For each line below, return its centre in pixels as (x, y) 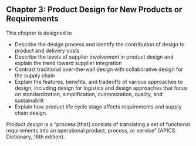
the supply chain (35, 75)
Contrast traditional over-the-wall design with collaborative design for (99, 69)
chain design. (31, 113)
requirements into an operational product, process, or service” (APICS (91, 130)
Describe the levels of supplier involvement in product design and (94, 57)
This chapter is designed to (39, 33)
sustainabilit (29, 100)
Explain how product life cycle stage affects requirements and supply (98, 106)
